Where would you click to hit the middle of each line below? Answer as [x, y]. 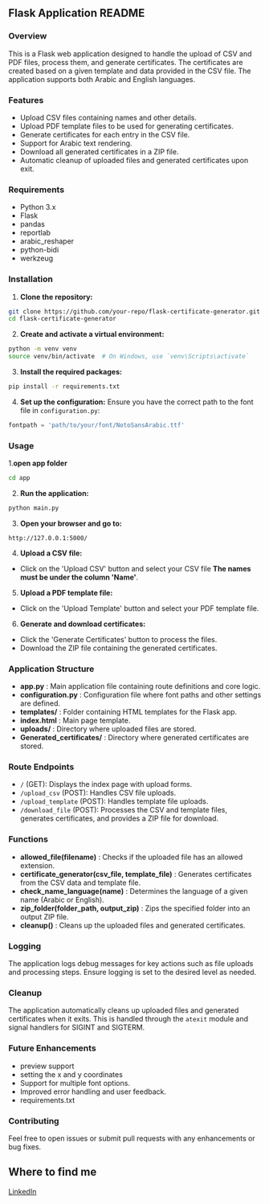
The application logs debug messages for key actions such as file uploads [131, 964]
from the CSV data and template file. [80, 883]
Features [26, 100]
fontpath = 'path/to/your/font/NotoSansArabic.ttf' [96, 425]
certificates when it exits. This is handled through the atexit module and [128, 1019]
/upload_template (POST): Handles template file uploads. [114, 801]
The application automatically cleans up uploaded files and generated [124, 1010]
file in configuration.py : [60, 410]
